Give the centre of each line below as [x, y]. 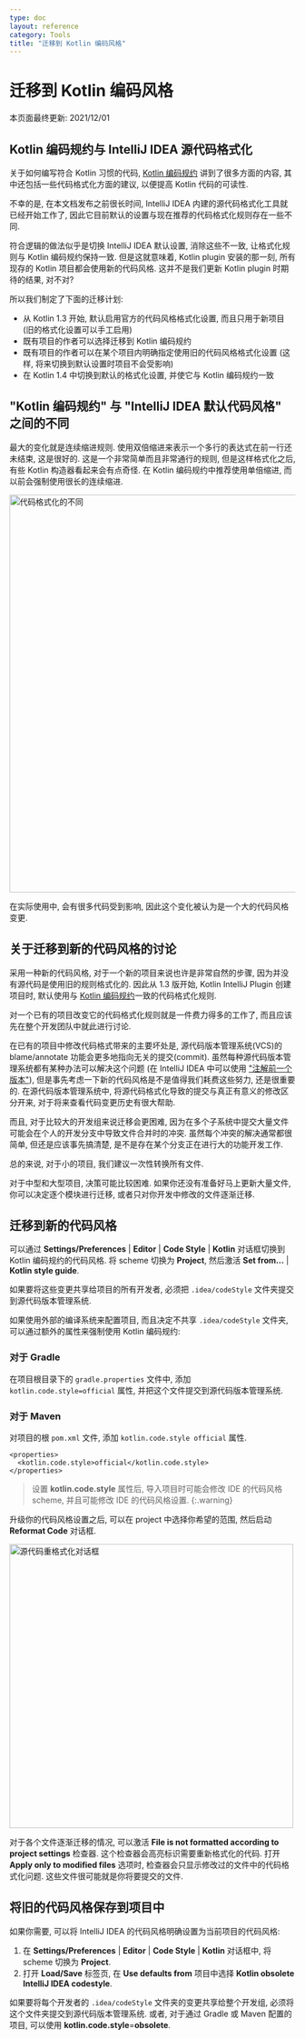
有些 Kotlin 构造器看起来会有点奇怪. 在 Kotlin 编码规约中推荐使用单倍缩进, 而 [151, 470]
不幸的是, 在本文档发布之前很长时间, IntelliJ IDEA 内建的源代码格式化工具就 [149, 204]
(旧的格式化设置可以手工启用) [78, 330]
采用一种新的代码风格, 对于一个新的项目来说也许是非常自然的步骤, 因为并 [145, 973]
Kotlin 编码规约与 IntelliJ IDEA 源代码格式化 [131, 150]
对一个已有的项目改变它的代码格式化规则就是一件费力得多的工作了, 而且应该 [151, 1015]
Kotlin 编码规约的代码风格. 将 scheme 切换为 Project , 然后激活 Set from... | [149, 1261]
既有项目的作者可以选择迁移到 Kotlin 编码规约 [107, 341]
